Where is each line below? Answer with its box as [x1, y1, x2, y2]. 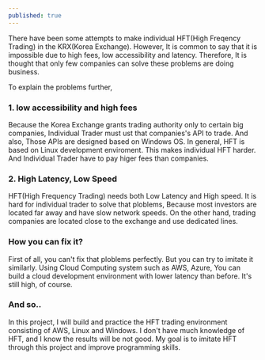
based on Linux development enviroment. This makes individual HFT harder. [8, 145, 256, 154]
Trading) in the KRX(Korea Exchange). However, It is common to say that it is [8, 41, 258, 51]
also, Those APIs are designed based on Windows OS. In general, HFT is [8, 136, 245, 146]
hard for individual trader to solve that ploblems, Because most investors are [8, 199, 257, 210]
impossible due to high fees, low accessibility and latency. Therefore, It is [8, 50, 248, 59]
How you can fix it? [8, 237, 83, 248]
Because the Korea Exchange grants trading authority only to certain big [8, 119, 244, 129]
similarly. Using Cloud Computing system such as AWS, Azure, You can [8, 263, 241, 272]
